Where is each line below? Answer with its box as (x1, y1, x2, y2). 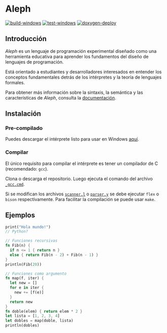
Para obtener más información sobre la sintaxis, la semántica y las (5, 89, 143, 95)
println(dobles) (5, 323, 39, 328)
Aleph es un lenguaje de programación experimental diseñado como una (5, 48, 157, 54)
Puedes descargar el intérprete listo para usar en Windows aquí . (5, 136, 139, 142)
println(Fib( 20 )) (5, 262, 42, 267)
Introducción (5, 35, 47, 43)
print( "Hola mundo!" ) (5, 224, 51, 229)
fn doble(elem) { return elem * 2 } (5, 309, 82, 314)
